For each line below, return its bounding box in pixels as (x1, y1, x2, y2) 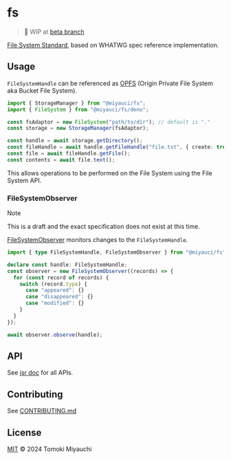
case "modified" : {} (25, 300, 85, 307)
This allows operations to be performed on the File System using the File (7, 168, 212, 177)
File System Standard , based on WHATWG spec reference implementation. (7, 41, 219, 49)
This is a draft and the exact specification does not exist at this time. (7, 222, 201, 231)
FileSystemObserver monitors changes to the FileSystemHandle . (7, 236, 188, 244)
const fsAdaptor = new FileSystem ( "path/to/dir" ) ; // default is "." (7, 118, 211, 125)
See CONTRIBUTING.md (7, 407, 77, 415)
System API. (7, 176, 42, 184)
